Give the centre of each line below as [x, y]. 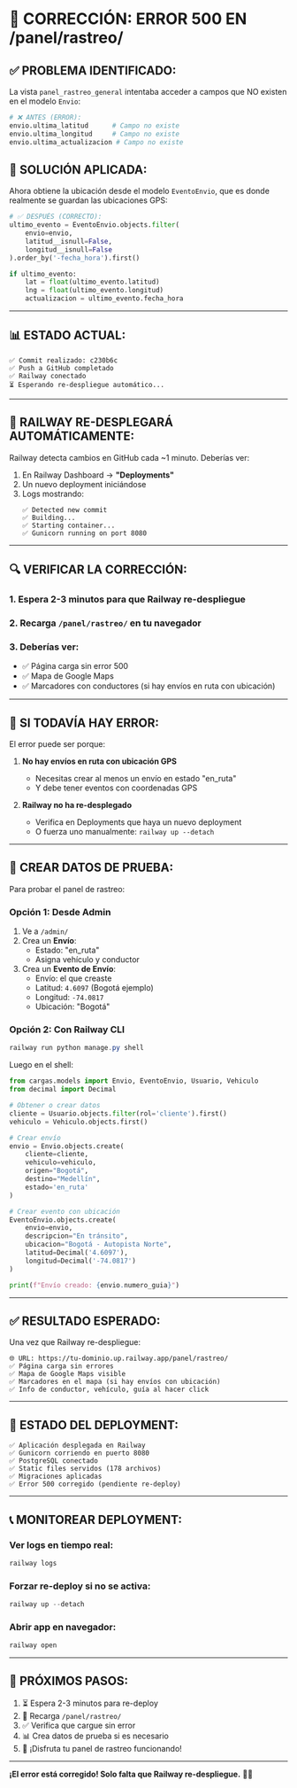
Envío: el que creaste [73, 978]
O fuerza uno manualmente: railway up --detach [125, 832]
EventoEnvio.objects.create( [63, 1220]
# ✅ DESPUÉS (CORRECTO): [56, 217]
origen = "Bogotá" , [57, 1171]
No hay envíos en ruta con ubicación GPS [99, 761]
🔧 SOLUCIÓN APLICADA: [78, 170]
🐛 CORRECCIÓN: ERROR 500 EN [128, 19]
